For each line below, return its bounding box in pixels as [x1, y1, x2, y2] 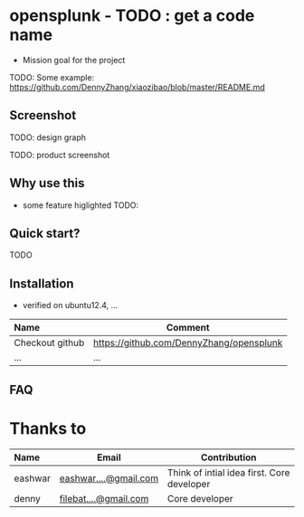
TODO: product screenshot [9, 149, 110, 160]
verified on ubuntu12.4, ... [22, 300, 119, 311]
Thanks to [9, 418, 87, 438]
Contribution [200, 451, 257, 464]
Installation [9, 276, 74, 291]
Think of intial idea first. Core [166, 466, 290, 479]
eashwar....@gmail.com [59, 472, 159, 484]
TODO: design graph [9, 132, 86, 143]
